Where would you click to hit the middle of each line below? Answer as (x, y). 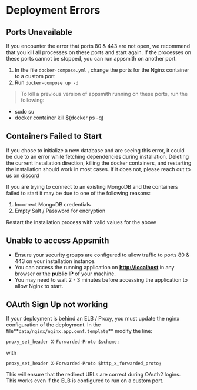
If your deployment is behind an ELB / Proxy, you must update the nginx (93, 319)
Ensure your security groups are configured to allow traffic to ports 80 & (102, 255)
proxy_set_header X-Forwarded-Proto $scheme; (63, 342)
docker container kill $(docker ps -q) (59, 118)
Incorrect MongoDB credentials (53, 204)
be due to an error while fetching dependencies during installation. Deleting (98, 156)
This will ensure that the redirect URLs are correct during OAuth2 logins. (94, 375)
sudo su (24, 111)
